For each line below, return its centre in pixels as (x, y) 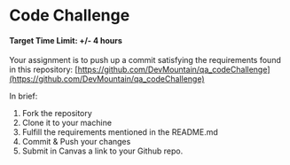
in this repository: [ (43, 70)
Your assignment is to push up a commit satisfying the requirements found (145, 60)
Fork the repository (57, 114)
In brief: (24, 96)
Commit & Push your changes (76, 142)
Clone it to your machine (67, 123)
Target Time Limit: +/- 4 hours (66, 40)
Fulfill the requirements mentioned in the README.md (120, 132)
